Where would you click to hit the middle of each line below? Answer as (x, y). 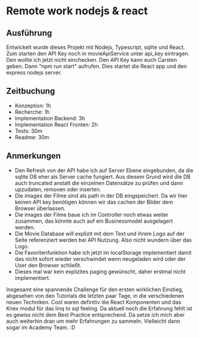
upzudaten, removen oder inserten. (58, 189)
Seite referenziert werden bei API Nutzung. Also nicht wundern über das (103, 240)
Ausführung (29, 33)
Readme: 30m (32, 137)
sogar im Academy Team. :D (41, 327)
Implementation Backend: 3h (50, 118)
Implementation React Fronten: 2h (56, 124)
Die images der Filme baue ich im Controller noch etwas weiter (91, 214)
